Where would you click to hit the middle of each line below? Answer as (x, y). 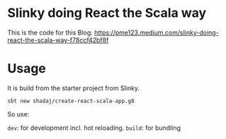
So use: (18, 114)
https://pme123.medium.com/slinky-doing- (157, 32)
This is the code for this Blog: (50, 32)
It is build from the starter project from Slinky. (74, 88)
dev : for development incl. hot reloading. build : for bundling (94, 128)
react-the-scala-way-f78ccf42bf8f (58, 40)
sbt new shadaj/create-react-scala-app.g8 (71, 101)
